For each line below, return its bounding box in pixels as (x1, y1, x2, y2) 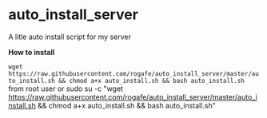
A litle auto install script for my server (8, 32, 132, 41)
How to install (8, 47, 55, 57)
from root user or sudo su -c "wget (8, 84, 124, 93)
